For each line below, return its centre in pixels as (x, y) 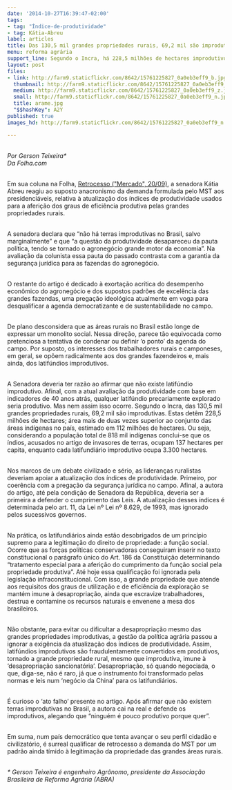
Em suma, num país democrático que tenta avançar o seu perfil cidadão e (112, 736)
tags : (15, 20)
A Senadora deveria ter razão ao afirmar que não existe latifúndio (100, 384)
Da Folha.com (27, 163)
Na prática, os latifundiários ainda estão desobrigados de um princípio (107, 535)
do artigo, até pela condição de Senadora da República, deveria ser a (106, 492)
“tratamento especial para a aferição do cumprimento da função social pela (115, 564)
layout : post (26, 65)
